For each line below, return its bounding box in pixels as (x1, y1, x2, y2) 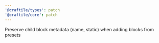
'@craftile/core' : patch (5, 12, 58, 17)
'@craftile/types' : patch (5, 7, 60, 13)
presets (5, 32, 21, 38)
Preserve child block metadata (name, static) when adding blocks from (5, 26, 154, 32)
